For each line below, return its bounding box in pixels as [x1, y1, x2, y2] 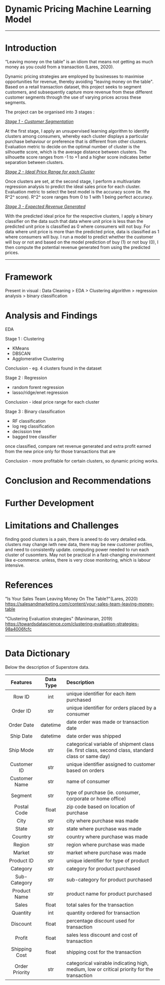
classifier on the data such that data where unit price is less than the [5, 218, 143, 224]
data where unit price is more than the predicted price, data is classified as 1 [5, 228, 160, 234]
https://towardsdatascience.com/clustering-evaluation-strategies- [5, 621, 139, 627]
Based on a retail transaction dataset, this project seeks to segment [5, 83, 141, 89]
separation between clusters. [5, 159, 64, 165]
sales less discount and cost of [66, 931, 138, 938]
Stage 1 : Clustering [5, 335, 45, 342]
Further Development [5, 497, 94, 509]
